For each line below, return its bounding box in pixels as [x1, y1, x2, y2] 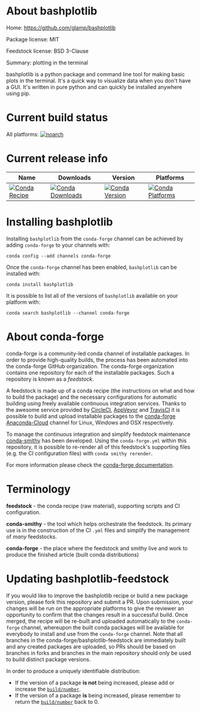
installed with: [6, 270, 41, 277]
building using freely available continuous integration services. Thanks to [6, 399, 187, 407]
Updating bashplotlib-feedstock [6, 572, 169, 585]
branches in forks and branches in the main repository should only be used [6, 649, 191, 656]
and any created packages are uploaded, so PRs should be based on [6, 643, 176, 650]
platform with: [6, 298, 41, 306]
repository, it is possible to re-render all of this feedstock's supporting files [6, 443, 190, 450]
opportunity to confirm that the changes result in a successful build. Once [6, 611, 188, 618]
